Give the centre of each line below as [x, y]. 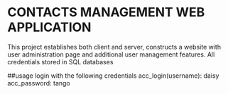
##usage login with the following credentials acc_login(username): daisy [113, 76]
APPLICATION [49, 27]
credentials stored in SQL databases [60, 61]
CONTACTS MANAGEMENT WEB [106, 12]
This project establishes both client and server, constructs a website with [114, 47]
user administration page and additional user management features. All [111, 54]
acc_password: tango [39, 83]
